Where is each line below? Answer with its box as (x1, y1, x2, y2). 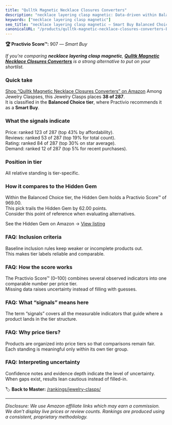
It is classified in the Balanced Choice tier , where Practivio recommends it (5, 99, 162, 105)
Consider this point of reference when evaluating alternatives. (5, 211, 136, 217)
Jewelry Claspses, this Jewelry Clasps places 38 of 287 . (5, 93, 125, 100)
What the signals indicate (5, 118, 70, 125)
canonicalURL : (5, 27, 36, 32)
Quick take (5, 76, 33, 84)
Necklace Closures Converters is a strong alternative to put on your (5, 59, 150, 65)
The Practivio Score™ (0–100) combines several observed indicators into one (5, 275, 167, 281)
